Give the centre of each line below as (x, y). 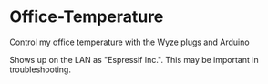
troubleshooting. (40, 69)
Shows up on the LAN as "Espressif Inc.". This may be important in (134, 59)
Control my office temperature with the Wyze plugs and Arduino (129, 42)
